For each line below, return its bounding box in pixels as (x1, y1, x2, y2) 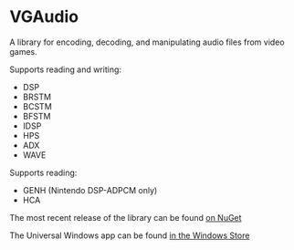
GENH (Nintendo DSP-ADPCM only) (22, 184, 158, 195)
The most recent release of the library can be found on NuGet (9, 212, 242, 223)
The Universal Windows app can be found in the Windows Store (9, 230, 250, 241)
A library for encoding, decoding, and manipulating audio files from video (9, 36, 285, 47)
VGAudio (9, 6, 79, 27)
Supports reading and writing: (9, 64, 121, 75)
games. (9, 46, 38, 57)
